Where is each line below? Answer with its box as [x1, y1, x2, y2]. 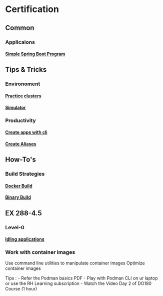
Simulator [5, 104, 26, 110]
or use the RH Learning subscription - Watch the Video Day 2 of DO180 [5, 280, 151, 286]
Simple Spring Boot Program [5, 51, 65, 57]
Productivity [5, 117, 36, 124]
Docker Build [5, 183, 32, 189]
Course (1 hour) [5, 286, 37, 292]
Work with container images [5, 249, 75, 256]
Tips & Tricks [5, 65, 47, 74]
